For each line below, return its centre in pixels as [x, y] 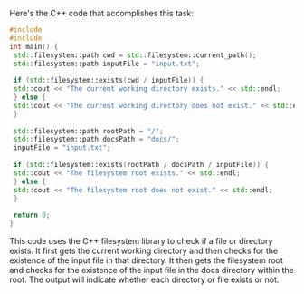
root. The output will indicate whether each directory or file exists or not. [144, 279]
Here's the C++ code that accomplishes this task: [102, 13]
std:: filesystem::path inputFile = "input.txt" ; [107, 64]
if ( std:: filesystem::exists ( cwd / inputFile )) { [109, 81]
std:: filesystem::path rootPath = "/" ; [89, 131]
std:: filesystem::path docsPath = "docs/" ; [96, 140]
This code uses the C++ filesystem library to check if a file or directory [141, 241]
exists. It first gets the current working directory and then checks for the [144, 250]
